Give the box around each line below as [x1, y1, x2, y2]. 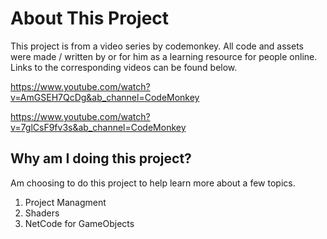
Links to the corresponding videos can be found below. [10, 61, 238, 73]
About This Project [10, 7, 170, 30]
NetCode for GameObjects [24, 217, 135, 229]
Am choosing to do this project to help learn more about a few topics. [10, 177, 296, 189]
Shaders [24, 207, 60, 219]
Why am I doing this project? [10, 150, 192, 167]
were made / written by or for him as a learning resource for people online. [10, 50, 318, 62]
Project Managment [24, 196, 107, 208]
